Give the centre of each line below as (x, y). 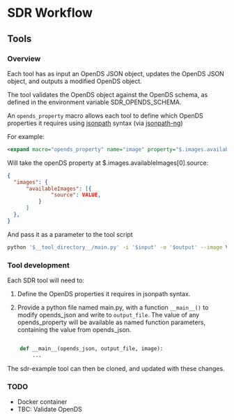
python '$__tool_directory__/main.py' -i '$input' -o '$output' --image (115, 247)
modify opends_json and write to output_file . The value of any (108, 314)
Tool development (38, 265)
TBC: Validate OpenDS (49, 409)
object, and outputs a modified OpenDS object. (75, 81)
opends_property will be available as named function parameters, (111, 322)
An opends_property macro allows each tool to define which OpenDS (105, 115)
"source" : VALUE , (76, 195)
